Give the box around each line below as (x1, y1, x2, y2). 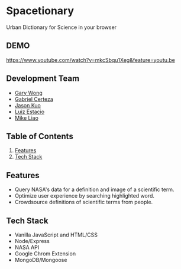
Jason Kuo (14, 101, 41, 109)
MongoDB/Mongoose (14, 257, 67, 263)
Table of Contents (6, 131, 74, 141)
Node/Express (14, 238, 50, 244)
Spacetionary (6, 4, 75, 18)
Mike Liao (14, 114, 38, 122)
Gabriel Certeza (14, 96, 53, 103)
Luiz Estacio (14, 108, 45, 115)
